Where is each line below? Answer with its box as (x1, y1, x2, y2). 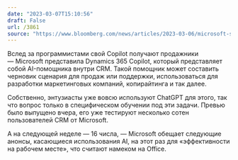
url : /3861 (7, 23, 40, 30)
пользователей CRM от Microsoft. (7, 116, 108, 125)
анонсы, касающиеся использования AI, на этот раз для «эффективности (7, 137, 230, 146)
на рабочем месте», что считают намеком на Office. (7, 144, 166, 153)
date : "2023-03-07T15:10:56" (7, 10, 93, 18)
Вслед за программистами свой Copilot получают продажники (7, 50, 199, 58)
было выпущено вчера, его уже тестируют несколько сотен (7, 108, 189, 117)
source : (7, 30, 30, 38)
